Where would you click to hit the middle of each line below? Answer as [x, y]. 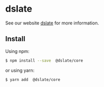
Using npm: [17, 51]
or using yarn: [20, 70]
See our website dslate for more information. [52, 23]
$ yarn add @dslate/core [33, 79]
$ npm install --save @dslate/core [44, 61]
